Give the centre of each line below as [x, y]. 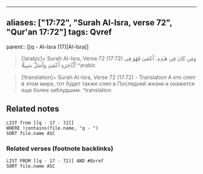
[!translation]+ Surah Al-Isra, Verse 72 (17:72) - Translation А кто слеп [108, 77]
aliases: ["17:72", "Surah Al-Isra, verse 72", [89, 23]
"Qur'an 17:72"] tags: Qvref [59, 32]
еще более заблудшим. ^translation [66, 90]
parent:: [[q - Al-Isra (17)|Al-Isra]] [47, 46]
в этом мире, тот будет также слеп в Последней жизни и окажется [108, 83]
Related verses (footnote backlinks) [60, 148]
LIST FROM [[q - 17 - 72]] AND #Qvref [55, 161]
